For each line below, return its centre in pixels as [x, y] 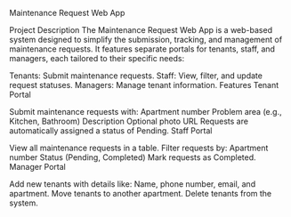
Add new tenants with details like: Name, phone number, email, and [133, 184]
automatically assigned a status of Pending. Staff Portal [111, 131]
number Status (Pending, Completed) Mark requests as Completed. [133, 157]
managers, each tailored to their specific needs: [97, 58]
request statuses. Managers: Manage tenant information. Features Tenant [144, 85]
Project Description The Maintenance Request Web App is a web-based [141, 30]
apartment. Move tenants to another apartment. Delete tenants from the [141, 193]
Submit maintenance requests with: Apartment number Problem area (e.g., [145, 112]
